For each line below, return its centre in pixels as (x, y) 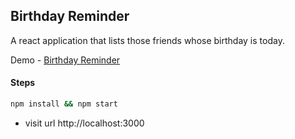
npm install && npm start (64, 104)
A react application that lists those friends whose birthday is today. (147, 40)
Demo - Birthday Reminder (65, 60)
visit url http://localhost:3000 (84, 123)
